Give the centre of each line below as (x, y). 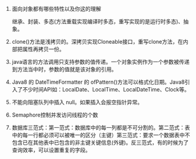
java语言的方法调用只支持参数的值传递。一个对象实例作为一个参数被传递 (101, 62)
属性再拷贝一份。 (43, 49)
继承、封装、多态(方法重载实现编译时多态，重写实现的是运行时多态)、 (98, 22)
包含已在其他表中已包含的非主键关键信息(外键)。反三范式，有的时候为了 (100, 143)
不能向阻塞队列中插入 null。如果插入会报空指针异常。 (77, 102)
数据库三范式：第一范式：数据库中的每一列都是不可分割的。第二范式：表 (101, 128)
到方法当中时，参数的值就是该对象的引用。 (64, 69)
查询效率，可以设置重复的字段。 (51, 150)
